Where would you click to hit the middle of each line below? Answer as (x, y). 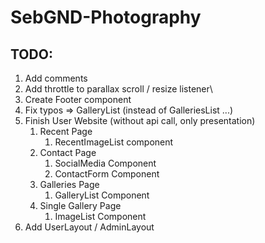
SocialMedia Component (105, 163)
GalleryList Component (102, 195)
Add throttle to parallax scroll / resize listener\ (118, 89)
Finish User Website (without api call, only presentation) (140, 120)
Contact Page (68, 152)
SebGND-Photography (106, 17)
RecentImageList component (114, 142)
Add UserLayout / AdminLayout (89, 227)
